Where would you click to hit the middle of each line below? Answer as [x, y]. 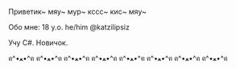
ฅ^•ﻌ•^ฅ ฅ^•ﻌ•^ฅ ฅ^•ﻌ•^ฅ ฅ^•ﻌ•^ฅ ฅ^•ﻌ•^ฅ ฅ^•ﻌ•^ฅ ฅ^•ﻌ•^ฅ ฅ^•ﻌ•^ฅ [118, 58]
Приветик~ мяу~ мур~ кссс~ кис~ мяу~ [78, 12]
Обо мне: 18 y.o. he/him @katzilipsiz [69, 27]
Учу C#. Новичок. [38, 43]
